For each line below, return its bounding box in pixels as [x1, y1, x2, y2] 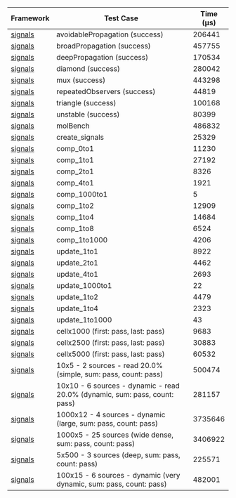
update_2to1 [55, 258, 98, 268]
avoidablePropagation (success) [55, 30, 164, 39]
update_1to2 [55, 292, 98, 301]
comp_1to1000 [55, 235, 108, 244]
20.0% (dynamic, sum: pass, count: [55, 390, 174, 399]
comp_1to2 [55, 201, 95, 210]
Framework [11, 13, 50, 23]
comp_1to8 [55, 224, 95, 233]
